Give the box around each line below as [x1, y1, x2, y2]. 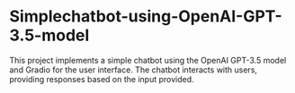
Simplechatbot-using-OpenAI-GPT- [9, 6, 283, 27]
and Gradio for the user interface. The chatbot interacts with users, [9, 64, 258, 75]
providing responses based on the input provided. [9, 73, 195, 84]
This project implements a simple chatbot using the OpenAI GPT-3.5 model [9, 55, 287, 65]
